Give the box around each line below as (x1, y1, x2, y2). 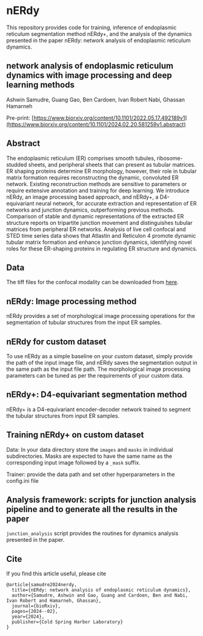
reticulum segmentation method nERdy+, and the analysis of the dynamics (6, 30, 192, 37)
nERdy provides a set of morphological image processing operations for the (6, 313, 195, 320)
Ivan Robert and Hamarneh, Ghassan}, (6, 598, 102, 604)
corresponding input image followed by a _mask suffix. (6, 458, 141, 466)
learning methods (6, 80, 75, 90)
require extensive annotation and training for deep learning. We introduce (6, 187, 190, 194)
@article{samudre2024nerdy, (6, 582, 78, 588)
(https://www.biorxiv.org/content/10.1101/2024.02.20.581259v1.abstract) (6, 120, 186, 128)
